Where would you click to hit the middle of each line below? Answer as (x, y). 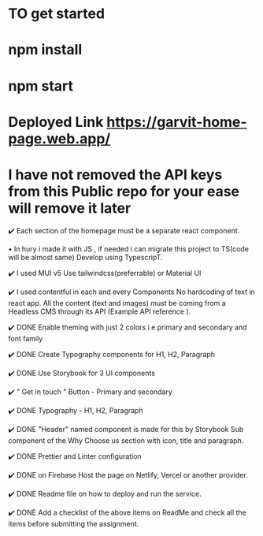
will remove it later (70, 208)
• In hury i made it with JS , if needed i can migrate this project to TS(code (129, 248)
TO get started (56, 14)
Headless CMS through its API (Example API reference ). (100, 311)
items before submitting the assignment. (74, 523)
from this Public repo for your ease (124, 191)
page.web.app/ (59, 138)
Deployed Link (56, 122)
